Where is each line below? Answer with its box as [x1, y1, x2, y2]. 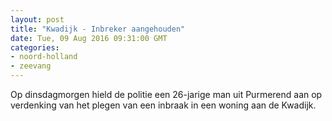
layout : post [10, 14, 65, 25]
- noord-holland [10, 52, 78, 62]
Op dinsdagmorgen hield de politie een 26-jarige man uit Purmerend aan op [10, 89, 323, 100]
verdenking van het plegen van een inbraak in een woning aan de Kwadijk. [10, 99, 317, 111]
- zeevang [10, 61, 52, 71]
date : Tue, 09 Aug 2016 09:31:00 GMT [10, 33, 168, 43]
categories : [10, 42, 60, 53]
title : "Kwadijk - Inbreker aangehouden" [10, 24, 186, 34]
